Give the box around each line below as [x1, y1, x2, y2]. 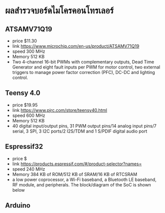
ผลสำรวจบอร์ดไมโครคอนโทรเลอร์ [5, 5, 114, 16]
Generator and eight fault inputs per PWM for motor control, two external [12, 64, 161, 70]
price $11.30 [12, 38, 37, 44]
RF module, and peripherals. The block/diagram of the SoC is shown [12, 181, 151, 187]
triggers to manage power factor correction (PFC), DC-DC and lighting [12, 70, 155, 75]
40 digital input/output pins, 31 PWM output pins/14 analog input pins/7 [12, 123, 157, 129]
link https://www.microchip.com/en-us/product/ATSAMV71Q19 [12, 43, 139, 49]
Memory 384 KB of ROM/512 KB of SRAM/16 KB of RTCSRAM [12, 171, 137, 177]
